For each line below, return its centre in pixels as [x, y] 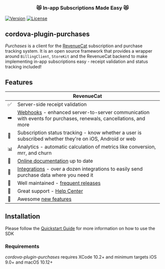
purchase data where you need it [55, 175]
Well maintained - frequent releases [59, 183]
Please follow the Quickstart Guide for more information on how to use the [80, 228]
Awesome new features [44, 199]
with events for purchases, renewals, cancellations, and [82, 119]
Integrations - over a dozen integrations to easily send [80, 169]
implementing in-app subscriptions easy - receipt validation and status [77, 61]
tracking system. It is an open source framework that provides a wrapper [79, 51]
